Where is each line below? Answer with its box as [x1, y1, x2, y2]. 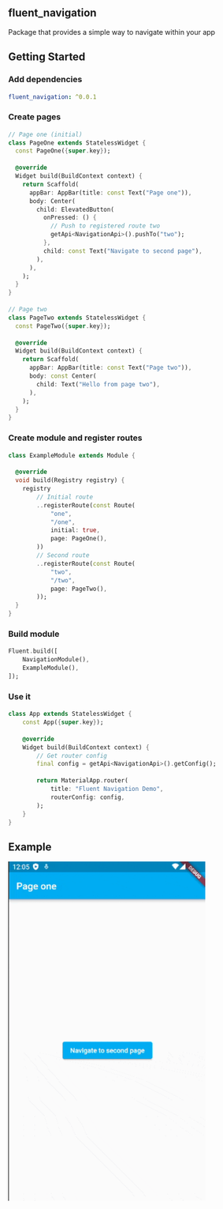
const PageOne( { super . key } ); [15, 147, 111, 155]
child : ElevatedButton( [36, 205, 114, 213]
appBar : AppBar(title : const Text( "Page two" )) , [28, 363, 192, 372]
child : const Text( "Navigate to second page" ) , [43, 247, 203, 255]
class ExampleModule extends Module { [8, 451, 136, 459]
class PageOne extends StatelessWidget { [8, 138, 147, 147]
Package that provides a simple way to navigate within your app [8, 27, 215, 36]
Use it [8, 691, 32, 702]
